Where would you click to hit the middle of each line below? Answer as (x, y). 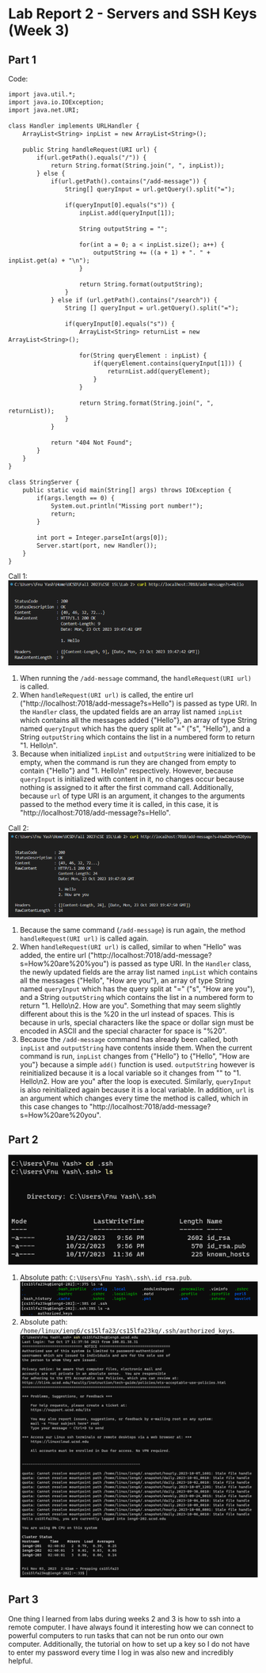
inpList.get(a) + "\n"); (49, 260)
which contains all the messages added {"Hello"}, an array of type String (138, 721)
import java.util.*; (42, 94)
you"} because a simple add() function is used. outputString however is (137, 1064)
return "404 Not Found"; (91, 443)
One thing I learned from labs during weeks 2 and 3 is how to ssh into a (125, 1618)
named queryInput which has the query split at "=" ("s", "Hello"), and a (135, 728)
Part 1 (23, 60)
